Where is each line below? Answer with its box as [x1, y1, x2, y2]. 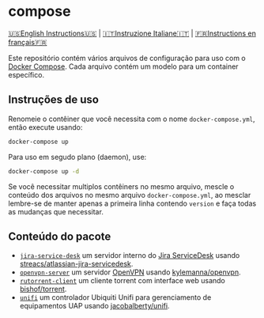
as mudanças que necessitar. [8, 206, 104, 216]
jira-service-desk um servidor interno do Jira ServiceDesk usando [19, 251, 240, 260]
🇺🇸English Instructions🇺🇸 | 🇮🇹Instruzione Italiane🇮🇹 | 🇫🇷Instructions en [8, 28, 257, 38]
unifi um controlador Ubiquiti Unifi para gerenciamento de [19, 293, 212, 302]
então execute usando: [8, 122, 83, 132]
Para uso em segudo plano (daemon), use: [8, 152, 147, 161]
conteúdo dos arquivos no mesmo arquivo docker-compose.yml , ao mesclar [8, 190, 251, 199]
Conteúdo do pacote [8, 229, 111, 243]
